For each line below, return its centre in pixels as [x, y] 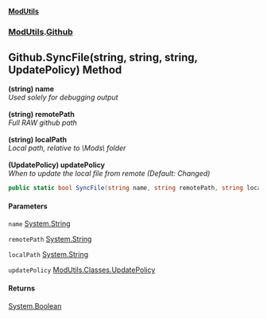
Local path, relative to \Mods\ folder [67, 148]
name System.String [39, 224]
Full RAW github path [43, 123]
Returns [22, 288]
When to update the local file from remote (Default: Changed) [109, 173]
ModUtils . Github [41, 32]
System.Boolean [35, 305]
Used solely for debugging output [63, 97]
